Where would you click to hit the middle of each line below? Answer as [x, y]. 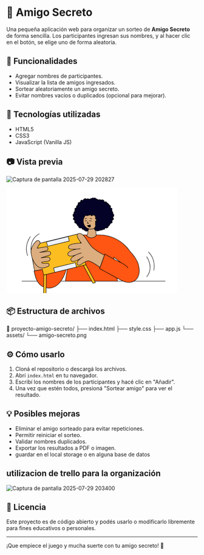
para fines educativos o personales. [51, 528]
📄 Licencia [26, 507]
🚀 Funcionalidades [42, 61]
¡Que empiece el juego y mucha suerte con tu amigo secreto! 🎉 [85, 546]
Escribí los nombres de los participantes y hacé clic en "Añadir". [95, 382]
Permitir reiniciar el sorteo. [48, 435]
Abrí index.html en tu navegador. [56, 375]
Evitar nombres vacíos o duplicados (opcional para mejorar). [91, 95]
